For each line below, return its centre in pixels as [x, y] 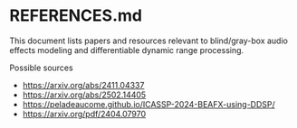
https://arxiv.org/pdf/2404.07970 [84, 114]
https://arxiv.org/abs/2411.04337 [83, 85]
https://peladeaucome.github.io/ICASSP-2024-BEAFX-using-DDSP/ [149, 104]
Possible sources [42, 68]
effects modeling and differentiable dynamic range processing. [127, 50]
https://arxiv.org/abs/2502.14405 [84, 95]
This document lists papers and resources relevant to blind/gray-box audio [148, 41]
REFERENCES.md [76, 16]
